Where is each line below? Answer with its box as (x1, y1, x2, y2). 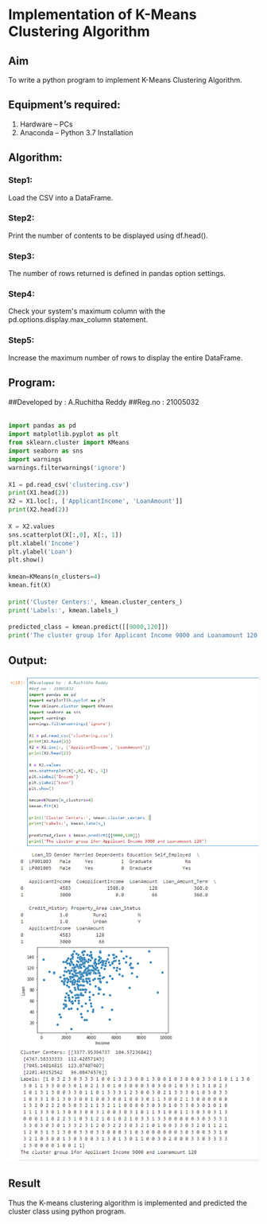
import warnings (8, 455, 62, 463)
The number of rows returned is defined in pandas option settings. (8, 269, 226, 278)
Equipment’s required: (8, 98, 121, 112)
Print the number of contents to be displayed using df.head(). (8, 231, 208, 240)
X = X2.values (8, 523, 56, 530)
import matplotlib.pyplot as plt (8, 430, 119, 438)
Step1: (8, 175, 33, 186)
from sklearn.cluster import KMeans (8, 439, 130, 447)
